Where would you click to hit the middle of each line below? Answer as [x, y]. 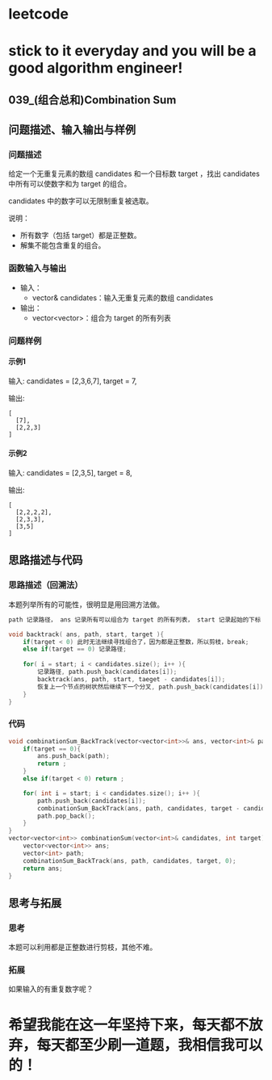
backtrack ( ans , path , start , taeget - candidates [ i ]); [132, 679]
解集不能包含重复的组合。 [63, 245]
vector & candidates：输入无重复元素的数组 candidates [123, 297]
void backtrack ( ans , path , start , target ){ [86, 634]
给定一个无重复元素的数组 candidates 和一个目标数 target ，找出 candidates [134, 174]
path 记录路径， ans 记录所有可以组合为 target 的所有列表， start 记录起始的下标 [135, 620]
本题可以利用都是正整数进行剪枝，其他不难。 [83, 947]
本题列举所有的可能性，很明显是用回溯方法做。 [86, 604]
